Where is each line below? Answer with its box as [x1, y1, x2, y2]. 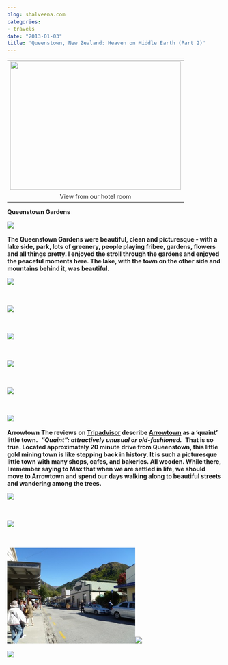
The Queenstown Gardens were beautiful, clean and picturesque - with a [7, 235, 218, 243]
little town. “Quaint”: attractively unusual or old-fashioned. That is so [7, 435, 214, 444]
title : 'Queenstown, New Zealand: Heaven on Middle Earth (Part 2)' [7, 40, 206, 47]
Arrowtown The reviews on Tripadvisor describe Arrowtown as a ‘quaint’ [7, 428, 218, 436]
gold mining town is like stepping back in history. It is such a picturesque [7, 450, 217, 458]
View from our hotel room [59, 192, 132, 201]
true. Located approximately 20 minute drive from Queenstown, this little [7, 443, 218, 451]
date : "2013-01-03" [7, 33, 63, 40]
